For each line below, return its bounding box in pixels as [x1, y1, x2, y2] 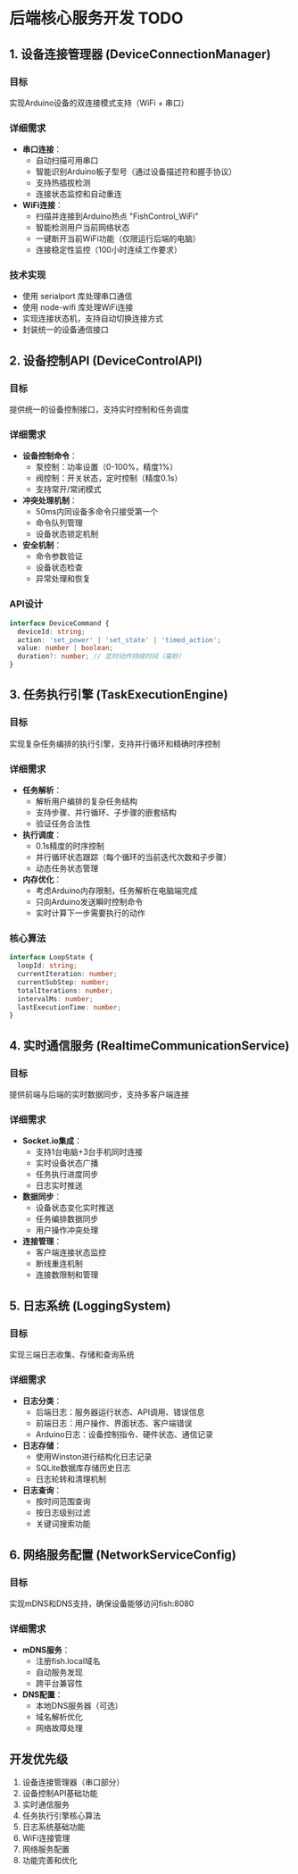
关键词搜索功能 [35, 1518, 91, 1529]
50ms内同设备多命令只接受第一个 [35, 506, 159, 517]
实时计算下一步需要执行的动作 [35, 908, 145, 918]
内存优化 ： [21, 874, 62, 884]
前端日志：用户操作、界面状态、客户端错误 [35, 1418, 193, 1429]
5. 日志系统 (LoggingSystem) [9, 1298, 171, 1313]
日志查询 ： [21, 1485, 62, 1496]
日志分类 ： [21, 1395, 62, 1407]
